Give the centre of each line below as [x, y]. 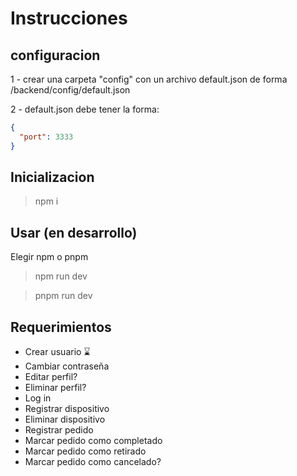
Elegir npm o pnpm [49, 257]
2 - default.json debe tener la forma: [85, 109]
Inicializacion [52, 177]
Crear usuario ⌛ [57, 352]
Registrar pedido [59, 430]
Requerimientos [61, 327]
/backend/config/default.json [70, 90]
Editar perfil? [51, 377]
